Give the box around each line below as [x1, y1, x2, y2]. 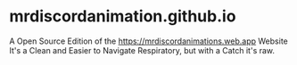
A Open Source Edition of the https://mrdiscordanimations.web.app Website [9, 36, 288, 46]
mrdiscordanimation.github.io [9, 6, 236, 27]
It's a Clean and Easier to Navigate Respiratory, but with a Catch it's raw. [9, 45, 275, 55]
